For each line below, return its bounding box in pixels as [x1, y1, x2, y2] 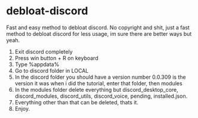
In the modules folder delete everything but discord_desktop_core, [14, 86, 179, 93]
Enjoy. [14, 105, 30, 112]
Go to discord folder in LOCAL [14, 67, 89, 74]
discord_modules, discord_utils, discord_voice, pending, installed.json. [14, 92, 188, 100]
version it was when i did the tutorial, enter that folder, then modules [14, 79, 183, 87]
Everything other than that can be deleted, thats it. [14, 98, 139, 105]
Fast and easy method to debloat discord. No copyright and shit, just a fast [6, 24, 190, 31]
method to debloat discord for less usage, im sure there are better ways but [6, 30, 192, 37]
